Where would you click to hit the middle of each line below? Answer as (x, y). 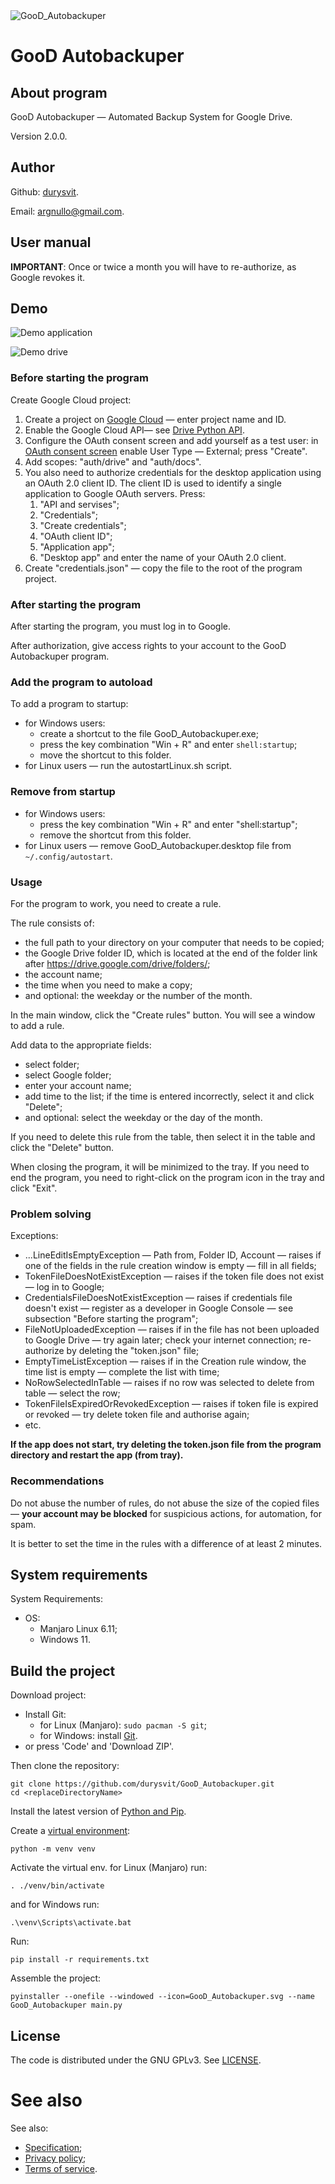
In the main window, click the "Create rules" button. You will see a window (163, 1015)
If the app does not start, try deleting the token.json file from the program (166, 1445)
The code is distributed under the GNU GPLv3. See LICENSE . (136, 2060)
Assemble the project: (56, 1978)
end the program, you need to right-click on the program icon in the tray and (167, 1177)
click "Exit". (34, 1188)
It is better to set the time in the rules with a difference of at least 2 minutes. (166, 1543)
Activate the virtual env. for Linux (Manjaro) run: (109, 1868)
